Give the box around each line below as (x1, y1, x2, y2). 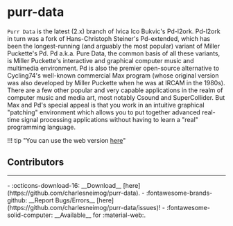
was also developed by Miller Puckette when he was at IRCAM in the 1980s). (7, 78, 225, 87)
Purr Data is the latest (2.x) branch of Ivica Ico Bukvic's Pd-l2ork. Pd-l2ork (7, 27, 221, 35)
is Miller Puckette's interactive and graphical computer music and (7, 56, 194, 64)
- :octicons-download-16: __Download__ (7, 181, 122, 189)
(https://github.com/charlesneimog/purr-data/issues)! (7, 203, 161, 211)
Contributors (7, 157, 64, 168)
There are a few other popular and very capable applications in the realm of (7, 86, 223, 94)
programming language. (7, 123, 76, 131)
